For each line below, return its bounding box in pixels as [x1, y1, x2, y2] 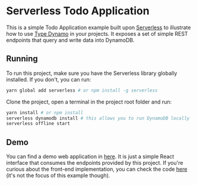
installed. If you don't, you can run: [6, 76, 91, 83]
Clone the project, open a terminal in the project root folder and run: [6, 98, 172, 105]
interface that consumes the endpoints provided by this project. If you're [6, 159, 183, 167]
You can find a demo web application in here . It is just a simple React [6, 153, 174, 160]
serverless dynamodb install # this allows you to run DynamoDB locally [6, 115, 190, 121]
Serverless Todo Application [6, 4, 150, 18]
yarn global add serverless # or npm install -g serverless [6, 87, 158, 93]
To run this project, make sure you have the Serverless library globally [6, 70, 177, 77]
